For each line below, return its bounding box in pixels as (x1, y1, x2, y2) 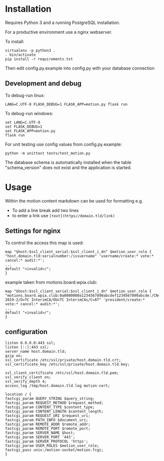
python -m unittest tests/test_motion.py (5, 151, 91, 156)
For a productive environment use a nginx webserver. (5, 29, 112, 35)
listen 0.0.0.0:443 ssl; (5, 341, 56, 346)
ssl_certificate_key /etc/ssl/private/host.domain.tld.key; (5, 362, 130, 367)
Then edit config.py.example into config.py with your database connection (5, 65, 155, 71)
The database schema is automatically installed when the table (5, 159, 132, 165)
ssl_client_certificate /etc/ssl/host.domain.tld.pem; (5, 370, 119, 375)
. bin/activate (5, 52, 36, 57)
